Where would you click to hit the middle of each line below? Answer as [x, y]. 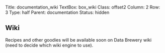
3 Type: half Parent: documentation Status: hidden [57, 12]
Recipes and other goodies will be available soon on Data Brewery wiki [78, 40]
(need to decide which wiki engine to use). [49, 45]
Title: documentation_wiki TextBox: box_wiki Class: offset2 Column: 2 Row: [82, 7]
